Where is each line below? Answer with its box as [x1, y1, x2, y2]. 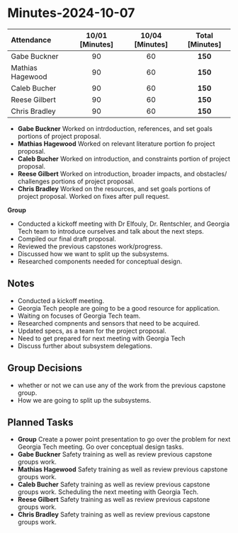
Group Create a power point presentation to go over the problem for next [17, 435, 231, 444]
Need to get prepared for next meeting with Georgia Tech [17, 334, 186, 343]
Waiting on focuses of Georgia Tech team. [17, 311, 141, 320]
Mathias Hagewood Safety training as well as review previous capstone [17, 465, 228, 474]
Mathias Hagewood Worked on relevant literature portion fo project [17, 139, 215, 148]
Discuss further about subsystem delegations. [17, 341, 152, 350]
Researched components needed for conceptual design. [17, 257, 183, 265]
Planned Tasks [7, 416, 74, 428]
